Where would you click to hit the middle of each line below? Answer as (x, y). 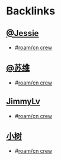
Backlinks (31, 11)
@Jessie (23, 33)
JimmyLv (23, 102)
